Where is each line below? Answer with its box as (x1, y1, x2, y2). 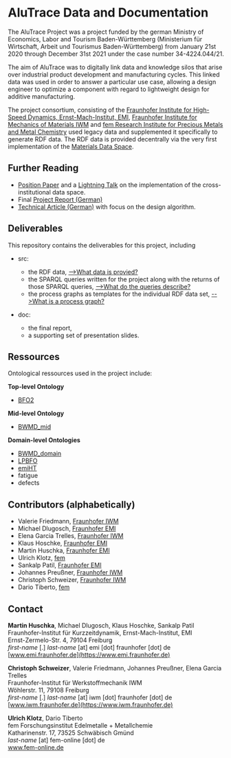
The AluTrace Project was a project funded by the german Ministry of (8, 28, 204, 36)
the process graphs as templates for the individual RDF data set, (27, 290, 210, 298)
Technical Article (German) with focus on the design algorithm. (17, 202, 196, 211)
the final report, (27, 323, 72, 332)
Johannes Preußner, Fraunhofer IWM (17, 568, 123, 577)
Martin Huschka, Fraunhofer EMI (17, 546, 111, 555)
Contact (8, 603, 43, 615)
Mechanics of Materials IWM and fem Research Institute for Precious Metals (8, 120, 223, 128)
